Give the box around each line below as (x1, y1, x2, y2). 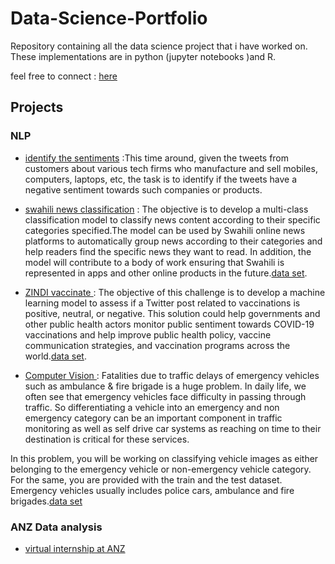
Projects (10, 99, 64, 116)
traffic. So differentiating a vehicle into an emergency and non (24, 401, 280, 413)
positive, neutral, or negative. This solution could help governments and (24, 307, 321, 319)
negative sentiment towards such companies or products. (24, 183, 263, 196)
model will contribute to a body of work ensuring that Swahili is (24, 256, 285, 268)
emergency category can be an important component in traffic (24, 412, 283, 424)
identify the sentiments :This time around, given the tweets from (24, 152, 290, 164)
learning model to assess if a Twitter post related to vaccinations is (24, 297, 301, 309)
